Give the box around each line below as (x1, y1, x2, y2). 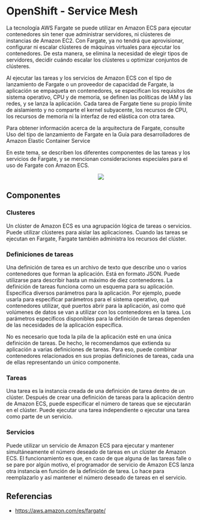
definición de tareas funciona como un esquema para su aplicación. (6, 283, 174, 290)
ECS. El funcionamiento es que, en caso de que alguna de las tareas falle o (6, 454, 192, 462)
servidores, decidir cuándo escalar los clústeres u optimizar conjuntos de (6, 56, 188, 63)
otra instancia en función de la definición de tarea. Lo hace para (6, 467, 165, 474)
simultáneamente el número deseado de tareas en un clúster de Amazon (6, 448, 186, 456)
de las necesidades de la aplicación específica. (6, 321, 123, 328)
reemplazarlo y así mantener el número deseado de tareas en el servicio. (6, 474, 187, 481)
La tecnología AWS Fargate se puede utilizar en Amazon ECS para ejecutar (6, 24, 192, 31)
